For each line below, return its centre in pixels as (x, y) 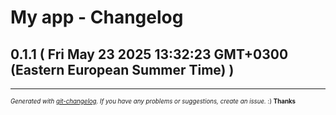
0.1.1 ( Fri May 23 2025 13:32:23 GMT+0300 (149, 54)
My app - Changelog (97, 17)
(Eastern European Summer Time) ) (122, 69)
